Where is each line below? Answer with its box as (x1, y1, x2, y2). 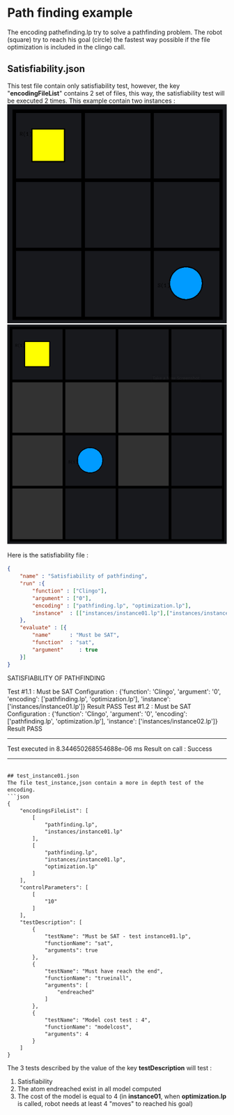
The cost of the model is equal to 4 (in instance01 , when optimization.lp (17, 1092, 227, 1100)
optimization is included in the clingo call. (7, 43, 126, 51)
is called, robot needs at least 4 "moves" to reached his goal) (17, 1099, 194, 1107)
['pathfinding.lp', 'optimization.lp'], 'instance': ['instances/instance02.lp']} (7, 717, 218, 725)
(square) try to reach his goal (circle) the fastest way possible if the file (7, 35, 210, 43)
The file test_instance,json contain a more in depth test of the (7, 779, 204, 786)
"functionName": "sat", (44, 940, 114, 947)
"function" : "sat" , (32, 639, 95, 646)
